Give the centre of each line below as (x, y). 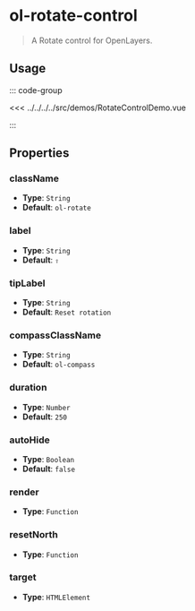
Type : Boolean (48, 459)
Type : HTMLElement (56, 597)
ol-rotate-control (73, 16)
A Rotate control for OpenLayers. (92, 40)
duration (28, 388)
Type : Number (46, 407)
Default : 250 (44, 417)
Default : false (49, 469)
